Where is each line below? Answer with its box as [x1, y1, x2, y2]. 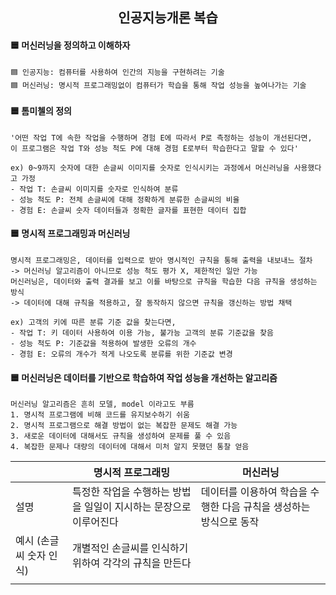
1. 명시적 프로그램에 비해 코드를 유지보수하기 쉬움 [10, 410, 190, 420]
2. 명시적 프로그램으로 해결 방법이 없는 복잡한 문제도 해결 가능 [10, 421, 238, 431]
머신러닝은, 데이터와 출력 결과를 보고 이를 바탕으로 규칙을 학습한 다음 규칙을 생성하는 [10, 277, 318, 287]
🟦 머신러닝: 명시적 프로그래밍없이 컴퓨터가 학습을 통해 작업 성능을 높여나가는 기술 [10, 80, 307, 90]
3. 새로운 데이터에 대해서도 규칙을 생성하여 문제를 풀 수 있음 [10, 431, 232, 442]
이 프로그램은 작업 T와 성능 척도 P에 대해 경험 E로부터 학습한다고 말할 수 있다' [10, 143, 299, 153]
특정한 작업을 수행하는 [72, 485, 170, 499]
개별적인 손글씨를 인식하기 [72, 541, 189, 555]
